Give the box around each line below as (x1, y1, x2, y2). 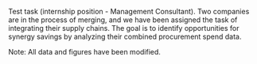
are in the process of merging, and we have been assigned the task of (8, 15, 238, 24)
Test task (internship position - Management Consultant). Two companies (8, 7, 250, 16)
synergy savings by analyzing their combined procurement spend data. (8, 32, 242, 41)
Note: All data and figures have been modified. (8, 47, 162, 56)
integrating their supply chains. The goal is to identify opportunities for (8, 24, 240, 32)
